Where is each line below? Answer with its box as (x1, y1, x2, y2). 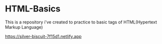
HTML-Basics (5, 3, 60, 14)
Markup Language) (5, 24, 43, 30)
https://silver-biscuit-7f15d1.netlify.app (5, 33, 82, 39)
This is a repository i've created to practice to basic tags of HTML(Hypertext (5, 19, 157, 25)
